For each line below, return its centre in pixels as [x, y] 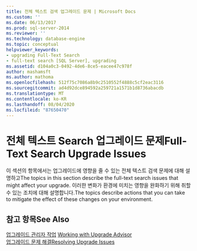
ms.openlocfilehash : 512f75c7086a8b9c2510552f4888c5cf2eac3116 [85, 83]
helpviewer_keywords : [33, 50]
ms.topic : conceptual [33, 45]
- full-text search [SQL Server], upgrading [61, 61]
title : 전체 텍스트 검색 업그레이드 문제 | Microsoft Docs [71, 11]
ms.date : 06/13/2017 [31, 22]
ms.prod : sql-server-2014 [38, 28]
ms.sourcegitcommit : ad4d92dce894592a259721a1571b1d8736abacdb [85, 88]
